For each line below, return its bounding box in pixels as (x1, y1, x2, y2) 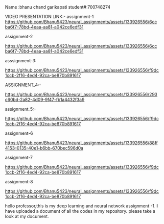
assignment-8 (5, 179, 33, 184)
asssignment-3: (5, 58, 37, 63)
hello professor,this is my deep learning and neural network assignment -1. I (5, 203, 158, 209)
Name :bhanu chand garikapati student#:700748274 (5, 4, 111, 10)
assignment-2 (5, 34, 33, 39)
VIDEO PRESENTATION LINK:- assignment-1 (5, 14, 94, 19)
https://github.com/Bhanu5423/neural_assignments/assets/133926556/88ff (5, 140, 158, 146)
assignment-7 (5, 154, 33, 160)
